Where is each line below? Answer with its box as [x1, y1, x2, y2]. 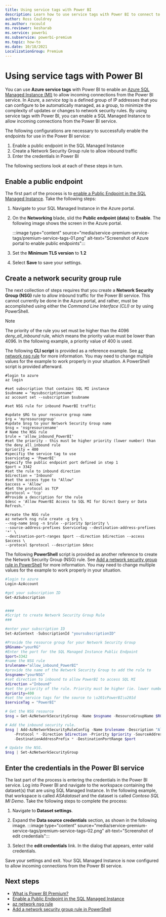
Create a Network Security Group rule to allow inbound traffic [12, 148, 137, 154]
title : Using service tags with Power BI [5, 7, 92, 12]
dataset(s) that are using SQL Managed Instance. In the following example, [5, 787, 157, 793]
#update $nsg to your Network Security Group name [5, 421, 112, 426]
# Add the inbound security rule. [5, 722, 77, 727]
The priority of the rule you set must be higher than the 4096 [5, 328, 129, 334]
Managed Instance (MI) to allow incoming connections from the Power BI [5, 92, 154, 98]
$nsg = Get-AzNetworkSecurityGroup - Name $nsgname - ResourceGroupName [5, 713, 154, 719]
